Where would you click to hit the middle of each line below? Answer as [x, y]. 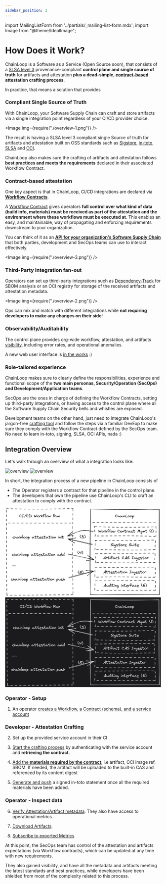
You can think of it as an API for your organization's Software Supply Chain [83, 237]
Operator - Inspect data [34, 800]
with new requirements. [29, 856]
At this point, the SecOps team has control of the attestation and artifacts [80, 845]
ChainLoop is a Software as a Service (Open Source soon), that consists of [81, 64]
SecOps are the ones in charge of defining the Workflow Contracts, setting [81, 398]
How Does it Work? [45, 50]
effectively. [17, 248]
